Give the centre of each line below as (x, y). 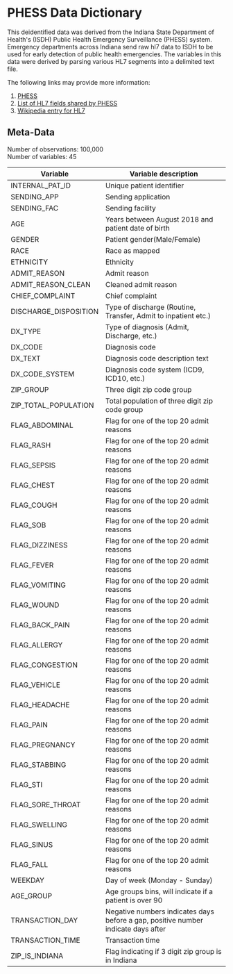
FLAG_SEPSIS (33, 465)
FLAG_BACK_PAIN (41, 625)
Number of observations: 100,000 (55, 149)
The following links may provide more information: (79, 82)
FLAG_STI (27, 784)
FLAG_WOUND (35, 604)
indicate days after (136, 929)
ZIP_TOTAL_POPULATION (52, 405)
